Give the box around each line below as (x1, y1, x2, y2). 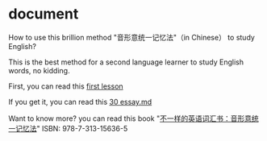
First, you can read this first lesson (8, 81, 123, 91)
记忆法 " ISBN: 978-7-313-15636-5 (15, 123, 128, 133)
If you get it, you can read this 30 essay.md (8, 97, 152, 106)
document (8, 5, 79, 23)
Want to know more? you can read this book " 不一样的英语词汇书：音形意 (8, 114, 252, 123)
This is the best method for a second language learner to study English (8, 57, 244, 67)
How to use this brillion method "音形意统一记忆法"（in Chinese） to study (8, 32, 256, 42)
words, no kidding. (8, 65, 70, 75)
